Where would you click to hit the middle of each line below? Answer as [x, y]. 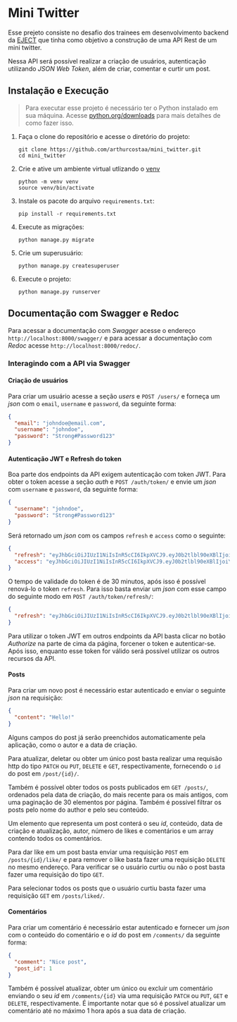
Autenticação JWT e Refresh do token [65, 458]
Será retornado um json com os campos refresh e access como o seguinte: [117, 535]
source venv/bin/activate [56, 188]
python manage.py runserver [59, 292]
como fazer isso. [50, 123]
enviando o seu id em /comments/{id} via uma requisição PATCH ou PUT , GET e [118, 996]
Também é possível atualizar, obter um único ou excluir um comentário [110, 988]
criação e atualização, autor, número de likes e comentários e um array [111, 831]
